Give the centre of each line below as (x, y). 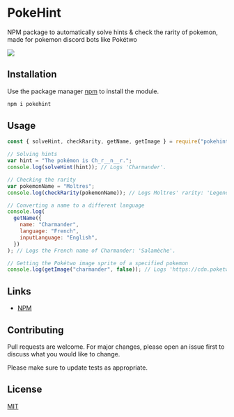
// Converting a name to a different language (76, 205)
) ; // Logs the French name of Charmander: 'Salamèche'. (92, 251)
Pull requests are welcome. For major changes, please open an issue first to (116, 347)
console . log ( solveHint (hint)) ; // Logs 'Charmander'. (87, 167)
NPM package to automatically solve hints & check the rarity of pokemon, (112, 32)
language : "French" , (49, 231)
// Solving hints (32, 155)
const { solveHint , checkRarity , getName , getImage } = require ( (104, 142)
